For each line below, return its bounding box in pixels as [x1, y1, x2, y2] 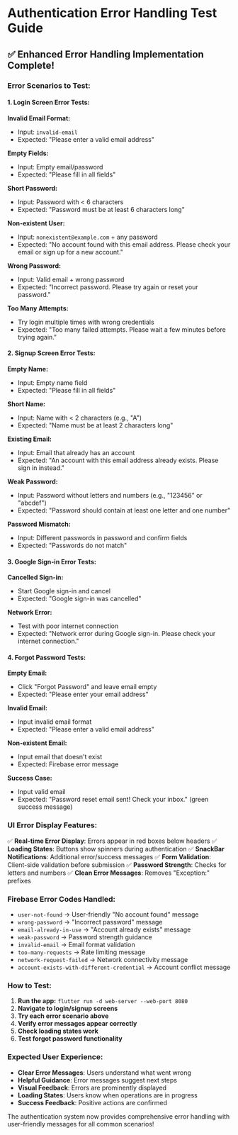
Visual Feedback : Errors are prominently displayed [17, 1083, 167, 1092]
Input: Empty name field [17, 378, 88, 387]
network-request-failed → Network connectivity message [17, 955, 188, 963]
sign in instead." [17, 463, 65, 472]
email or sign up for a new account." [17, 247, 124, 256]
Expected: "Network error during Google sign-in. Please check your [17, 630, 216, 638]
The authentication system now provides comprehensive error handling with [7, 1112, 230, 1121]
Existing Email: [7, 435, 52, 443]
